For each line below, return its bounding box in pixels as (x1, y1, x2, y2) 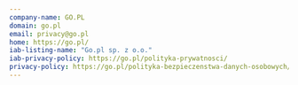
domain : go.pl (9, 21, 62, 30)
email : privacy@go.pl (9, 29, 90, 38)
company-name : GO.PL (9, 12, 86, 22)
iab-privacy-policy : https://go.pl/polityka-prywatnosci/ (9, 54, 228, 63)
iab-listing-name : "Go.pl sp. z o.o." (9, 46, 153, 55)
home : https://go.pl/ (9, 37, 90, 47)
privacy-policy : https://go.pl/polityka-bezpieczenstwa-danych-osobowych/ (9, 63, 292, 72)
